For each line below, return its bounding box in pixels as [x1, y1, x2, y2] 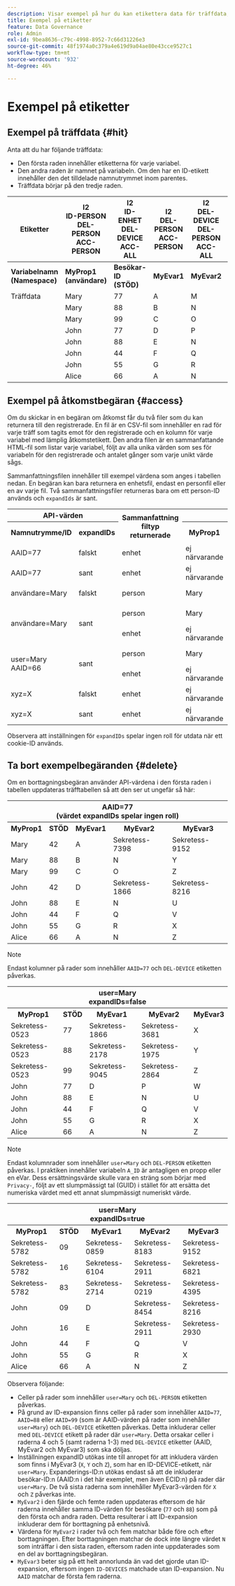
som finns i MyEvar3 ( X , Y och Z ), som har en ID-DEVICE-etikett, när [17, 1460, 212, 1469]
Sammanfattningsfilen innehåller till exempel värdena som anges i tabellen [7, 471, 221, 480]
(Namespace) [10, 275, 57, 285]
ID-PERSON [65, 211, 106, 221]
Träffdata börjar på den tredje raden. [17, 181, 123, 189]
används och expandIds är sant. [7, 494, 98, 502]
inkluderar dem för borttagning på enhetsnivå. [17, 1520, 150, 1528]
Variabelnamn [10, 267, 59, 276]
